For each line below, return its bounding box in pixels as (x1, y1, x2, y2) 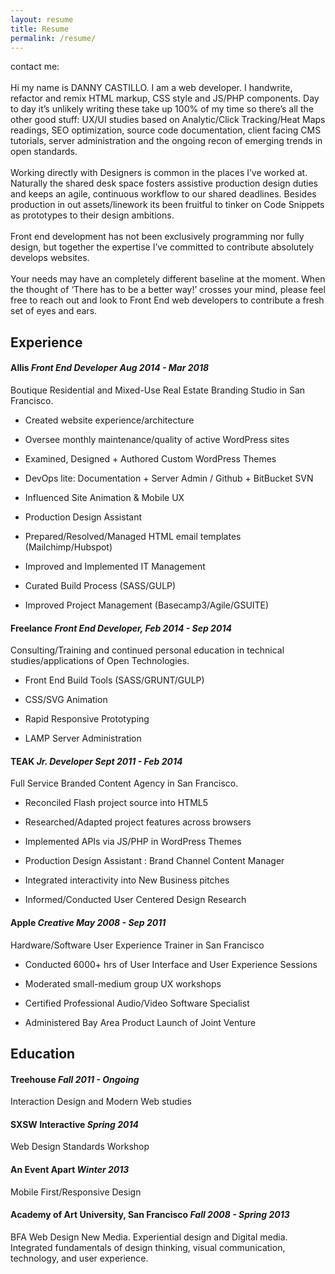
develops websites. (10, 252, 90, 264)
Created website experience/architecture (24, 414, 195, 426)
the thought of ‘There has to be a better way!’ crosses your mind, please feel (10, 284, 326, 296)
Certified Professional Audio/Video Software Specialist (24, 997, 250, 1009)
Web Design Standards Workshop (10, 1141, 150, 1153)
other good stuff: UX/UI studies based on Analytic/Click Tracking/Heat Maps (10, 114, 326, 126)
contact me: (10, 61, 60, 73)
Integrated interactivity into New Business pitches (24, 874, 230, 886)
